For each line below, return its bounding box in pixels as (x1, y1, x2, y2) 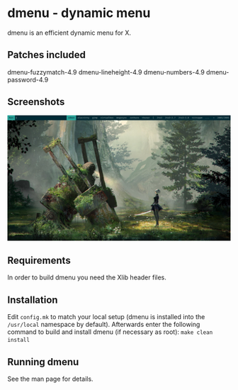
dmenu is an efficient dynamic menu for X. (7, 28, 132, 37)
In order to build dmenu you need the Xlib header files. (7, 273, 166, 282)
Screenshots (7, 96, 65, 108)
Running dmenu (7, 356, 79, 368)
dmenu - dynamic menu (7, 5, 151, 21)
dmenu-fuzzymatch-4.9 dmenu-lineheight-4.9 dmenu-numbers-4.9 (7, 67, 205, 76)
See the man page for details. (7, 374, 93, 383)
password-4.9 (7, 75, 49, 84)
